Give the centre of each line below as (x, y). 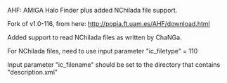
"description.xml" (33, 72)
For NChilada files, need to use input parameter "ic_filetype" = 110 (103, 51)
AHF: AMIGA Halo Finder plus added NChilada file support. (92, 10)
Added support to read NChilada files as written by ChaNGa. (95, 37)
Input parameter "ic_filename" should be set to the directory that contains (114, 65)
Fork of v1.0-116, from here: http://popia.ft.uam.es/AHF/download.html (109, 24)
